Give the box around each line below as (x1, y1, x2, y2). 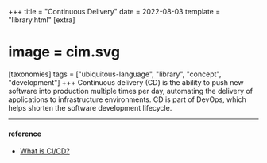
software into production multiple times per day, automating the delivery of (8, 86, 253, 95)
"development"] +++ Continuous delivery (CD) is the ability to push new (8, 77, 244, 87)
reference (8, 129, 42, 138)
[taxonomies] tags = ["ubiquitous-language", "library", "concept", (8, 69, 222, 79)
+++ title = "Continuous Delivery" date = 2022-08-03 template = (8, 7, 221, 16)
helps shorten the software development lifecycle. (8, 103, 172, 112)
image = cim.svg (8, 43, 121, 61)
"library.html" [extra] (8, 15, 75, 25)
